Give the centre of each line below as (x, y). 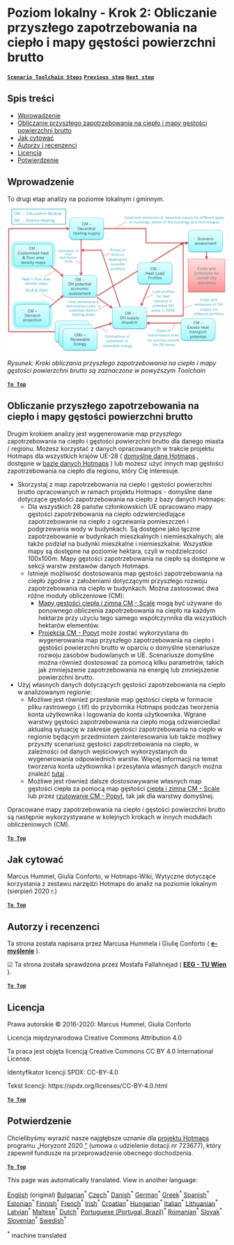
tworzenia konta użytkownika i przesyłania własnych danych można (125, 766)
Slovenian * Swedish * (37, 1220)
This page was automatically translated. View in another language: (103, 1180)
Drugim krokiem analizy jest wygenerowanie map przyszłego (95, 434)
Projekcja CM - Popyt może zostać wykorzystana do (114, 633)
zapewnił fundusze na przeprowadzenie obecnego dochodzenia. (100, 1153)
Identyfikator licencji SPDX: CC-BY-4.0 (63, 1073)
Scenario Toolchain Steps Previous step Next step (81, 77)
